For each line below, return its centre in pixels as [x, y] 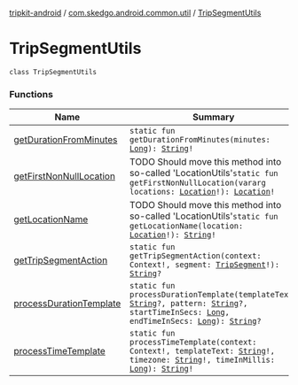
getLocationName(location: [187, 226]
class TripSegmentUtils [53, 72]
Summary [213, 117]
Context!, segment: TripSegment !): [205, 265]
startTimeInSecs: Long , [180, 312]
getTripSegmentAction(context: [196, 256]
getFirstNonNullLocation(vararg [198, 183]
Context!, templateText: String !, [202, 351]
